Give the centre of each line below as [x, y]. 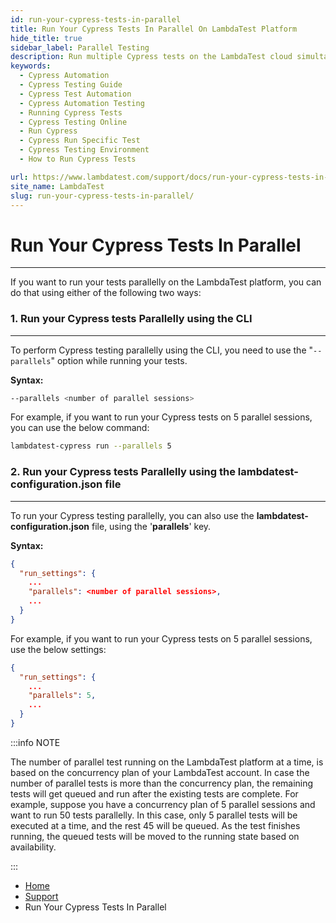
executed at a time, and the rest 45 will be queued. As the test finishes [155, 825]
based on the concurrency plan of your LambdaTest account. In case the [160, 772]
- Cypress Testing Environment [84, 150]
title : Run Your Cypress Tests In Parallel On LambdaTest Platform [154, 29]
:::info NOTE [35, 742]
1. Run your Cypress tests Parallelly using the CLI [131, 319]
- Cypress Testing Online [73, 122]
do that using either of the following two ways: [106, 293]
